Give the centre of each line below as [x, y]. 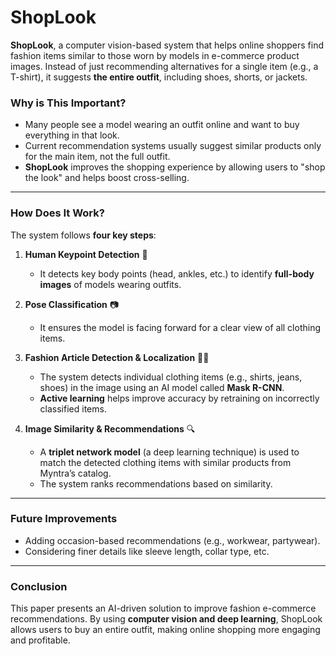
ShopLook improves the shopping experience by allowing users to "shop [175, 167]
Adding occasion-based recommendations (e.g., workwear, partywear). [172, 540]
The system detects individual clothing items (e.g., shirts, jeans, [171, 377]
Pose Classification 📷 [72, 304]
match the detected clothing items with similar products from [165, 462]
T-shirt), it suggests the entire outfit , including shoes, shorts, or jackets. [159, 77]
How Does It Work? [57, 213]
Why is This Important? [68, 103]
